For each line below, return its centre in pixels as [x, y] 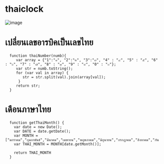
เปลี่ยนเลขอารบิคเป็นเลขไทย [49, 42]
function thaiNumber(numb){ [38, 56]
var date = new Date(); [38, 127]
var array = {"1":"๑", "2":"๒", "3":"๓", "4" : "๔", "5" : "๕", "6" [87, 60]
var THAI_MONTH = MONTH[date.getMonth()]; [58, 144]
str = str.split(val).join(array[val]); [64, 77]
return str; [28, 86]
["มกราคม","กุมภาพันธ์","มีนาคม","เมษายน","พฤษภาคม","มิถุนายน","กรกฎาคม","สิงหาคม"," [80, 140]
